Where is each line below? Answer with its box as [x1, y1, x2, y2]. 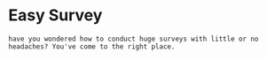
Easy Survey [8, 5, 103, 26]
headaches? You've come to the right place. [8, 41, 176, 51]
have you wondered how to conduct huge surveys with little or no [8, 34, 259, 43]
